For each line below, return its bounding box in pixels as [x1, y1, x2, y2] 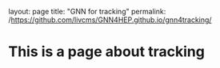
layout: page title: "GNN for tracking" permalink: [8, 7, 166, 16]
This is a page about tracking [8, 43, 206, 61]
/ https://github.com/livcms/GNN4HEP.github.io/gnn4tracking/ [8, 15, 212, 25]
